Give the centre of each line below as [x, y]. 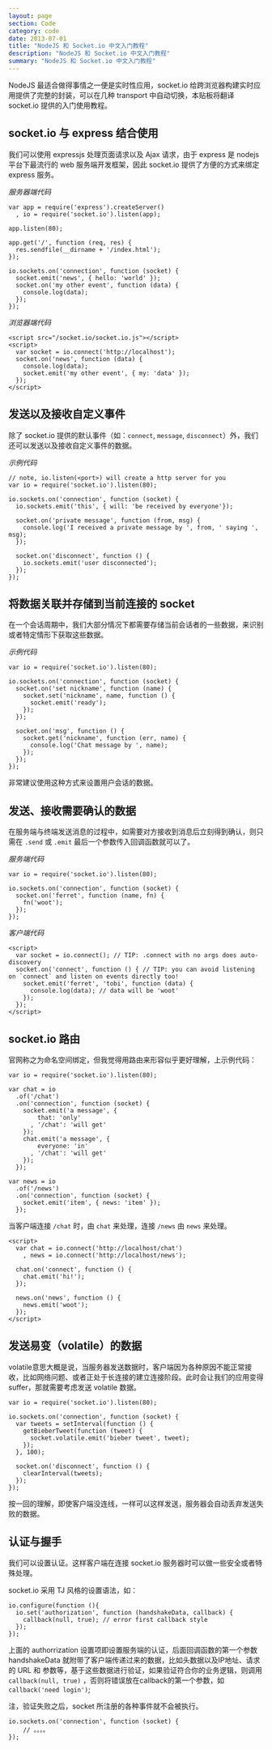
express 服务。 [33, 174]
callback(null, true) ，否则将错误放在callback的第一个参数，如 [117, 1680]
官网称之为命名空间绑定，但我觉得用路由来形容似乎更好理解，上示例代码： [132, 1060]
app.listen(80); [36, 228]
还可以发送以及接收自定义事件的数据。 [72, 445]
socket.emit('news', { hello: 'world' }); [88, 278]
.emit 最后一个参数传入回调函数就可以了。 [124, 842]
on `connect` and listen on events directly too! [94, 977]
